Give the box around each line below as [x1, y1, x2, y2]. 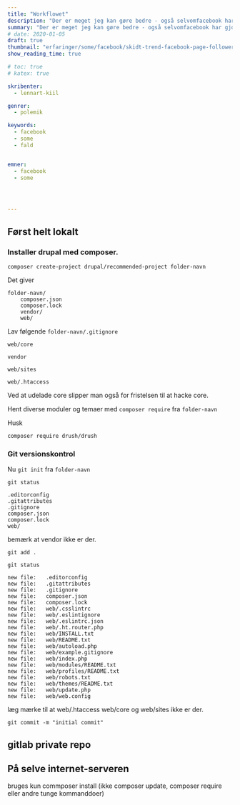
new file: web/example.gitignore [7, 649, 114, 656]
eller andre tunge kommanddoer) [7, 789, 105, 798]
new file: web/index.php [7, 655, 88, 663]
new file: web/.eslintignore [7, 611, 101, 619]
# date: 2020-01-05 [7, 30, 66, 38]
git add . [7, 549, 37, 556]
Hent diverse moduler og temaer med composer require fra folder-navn [7, 404, 218, 413]
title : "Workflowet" [7, 10, 69, 18]
